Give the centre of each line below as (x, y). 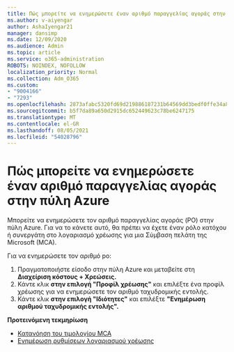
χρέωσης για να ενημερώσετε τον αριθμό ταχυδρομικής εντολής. (113, 292)
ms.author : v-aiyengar (40, 20)
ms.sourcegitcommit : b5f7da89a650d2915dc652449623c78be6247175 (101, 111)
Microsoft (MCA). (32, 243)
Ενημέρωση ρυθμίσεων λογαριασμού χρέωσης (86, 341)
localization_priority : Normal (53, 72)
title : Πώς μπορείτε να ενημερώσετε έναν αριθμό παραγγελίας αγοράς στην (117, 14)
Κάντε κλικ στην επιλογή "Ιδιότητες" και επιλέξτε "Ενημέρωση (111, 299)
